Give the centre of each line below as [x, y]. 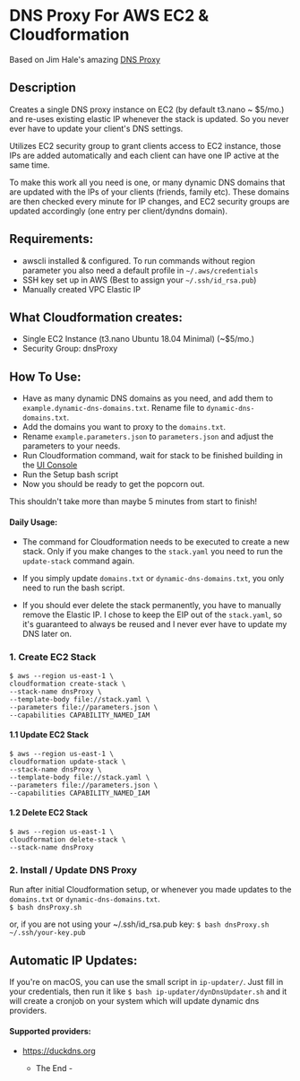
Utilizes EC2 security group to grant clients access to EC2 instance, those [146, 145]
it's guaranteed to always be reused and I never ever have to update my [154, 624]
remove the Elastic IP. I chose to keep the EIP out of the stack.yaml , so [152, 615]
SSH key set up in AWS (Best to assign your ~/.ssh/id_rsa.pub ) [139, 280]
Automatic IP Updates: [73, 960]
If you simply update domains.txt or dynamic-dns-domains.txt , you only [153, 579]
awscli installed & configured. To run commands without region [138, 260]
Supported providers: [50, 1031]
